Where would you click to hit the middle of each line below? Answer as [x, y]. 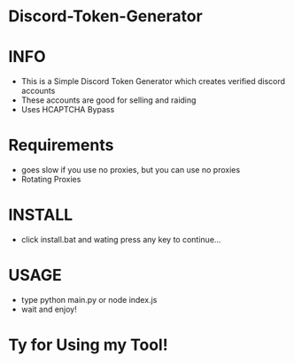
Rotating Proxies [51, 180]
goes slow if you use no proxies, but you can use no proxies [131, 170]
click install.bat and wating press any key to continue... [121, 239]
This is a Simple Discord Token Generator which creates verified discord [153, 81]
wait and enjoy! [49, 309]
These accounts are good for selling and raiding [108, 100]
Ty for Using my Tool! [89, 345]
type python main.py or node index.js [89, 299]
